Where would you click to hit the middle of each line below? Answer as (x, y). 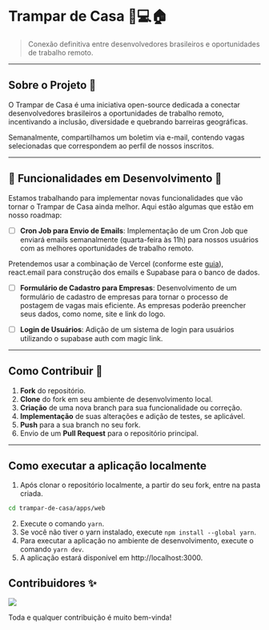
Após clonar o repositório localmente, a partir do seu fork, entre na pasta (140, 485)
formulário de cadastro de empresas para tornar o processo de (124, 297)
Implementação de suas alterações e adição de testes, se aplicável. (132, 416)
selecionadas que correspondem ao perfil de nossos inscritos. (111, 145)
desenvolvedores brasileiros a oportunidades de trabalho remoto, (116, 113)
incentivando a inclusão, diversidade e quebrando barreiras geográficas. (128, 121)
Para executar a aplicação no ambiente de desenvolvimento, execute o (137, 541)
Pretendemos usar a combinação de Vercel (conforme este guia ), (116, 263)
